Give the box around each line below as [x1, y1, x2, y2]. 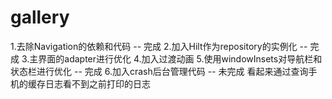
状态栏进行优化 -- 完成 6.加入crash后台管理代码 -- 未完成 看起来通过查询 [10, 65, 309, 77]
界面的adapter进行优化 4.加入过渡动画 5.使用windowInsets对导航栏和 [38, 52, 323, 65]
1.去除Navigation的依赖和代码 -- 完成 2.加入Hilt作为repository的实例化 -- [10, 40, 308, 52]
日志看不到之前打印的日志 [44, 77, 151, 90]
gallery [10, 6, 70, 29]
